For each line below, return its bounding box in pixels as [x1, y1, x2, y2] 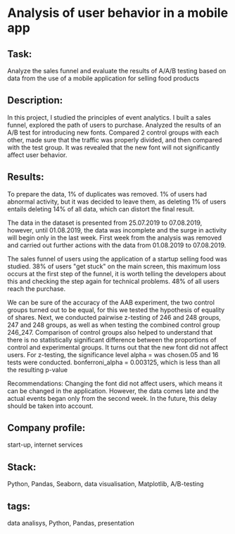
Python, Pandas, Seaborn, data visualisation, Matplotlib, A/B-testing [7, 480, 204, 488]
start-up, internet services [7, 440, 83, 449]
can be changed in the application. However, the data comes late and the [7, 386, 220, 395]
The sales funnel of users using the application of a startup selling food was [7, 254, 227, 263]
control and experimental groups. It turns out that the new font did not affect [7, 343, 229, 352]
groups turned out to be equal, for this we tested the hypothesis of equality [7, 305, 225, 314]
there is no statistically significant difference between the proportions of [7, 335, 217, 344]
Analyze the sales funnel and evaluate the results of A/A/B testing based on [7, 67, 227, 75]
